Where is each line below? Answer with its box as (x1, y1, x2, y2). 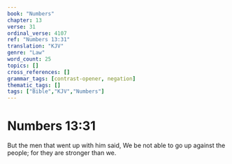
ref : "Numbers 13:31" (7, 36, 71, 43)
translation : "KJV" (7, 43, 64, 50)
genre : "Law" (7, 50, 45, 57)
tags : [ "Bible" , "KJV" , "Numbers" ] (7, 88, 105, 95)
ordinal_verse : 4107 (7, 29, 68, 37)
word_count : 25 (7, 56, 52, 63)
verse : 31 (7, 23, 36, 30)
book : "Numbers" (7, 10, 55, 17)
